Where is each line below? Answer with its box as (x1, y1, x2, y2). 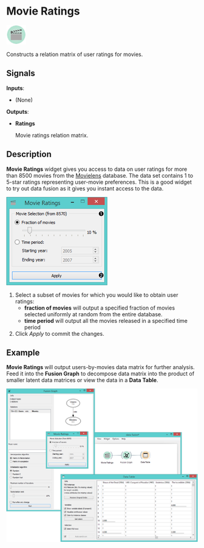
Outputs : (6, 108, 29, 115)
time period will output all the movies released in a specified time (24, 317, 188, 324)
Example (6, 347, 40, 358)
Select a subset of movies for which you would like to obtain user (15, 291, 178, 299)
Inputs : (6, 84, 25, 92)
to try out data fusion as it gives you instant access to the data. (6, 184, 164, 192)
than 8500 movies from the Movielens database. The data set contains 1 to (6, 172, 193, 179)
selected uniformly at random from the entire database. (24, 310, 163, 317)
